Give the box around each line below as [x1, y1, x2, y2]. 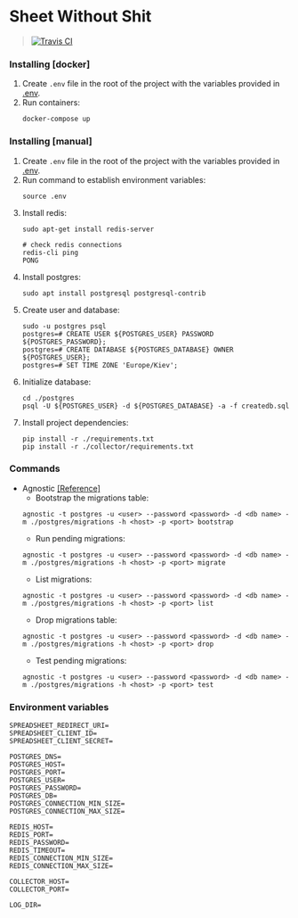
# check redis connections [21, 240, 123, 249]
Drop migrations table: [35, 614, 117, 625]
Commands [9, 462, 60, 475]
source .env [21, 192, 67, 201]
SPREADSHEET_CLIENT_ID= [9, 729, 98, 738]
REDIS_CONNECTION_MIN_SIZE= [9, 854, 114, 863]
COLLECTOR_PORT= [9, 885, 69, 894]
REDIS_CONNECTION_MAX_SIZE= [9, 862, 114, 871]
